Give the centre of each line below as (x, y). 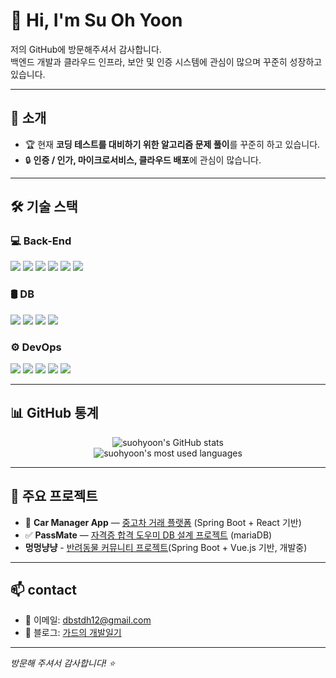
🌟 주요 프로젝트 (54, 496)
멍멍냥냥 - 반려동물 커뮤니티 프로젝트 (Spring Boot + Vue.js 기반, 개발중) (166, 547)
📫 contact (43, 590)
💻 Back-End (41, 241)
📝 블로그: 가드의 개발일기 (73, 633)
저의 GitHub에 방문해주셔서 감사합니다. (86, 49)
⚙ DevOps (36, 347)
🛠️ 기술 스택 (44, 207)
